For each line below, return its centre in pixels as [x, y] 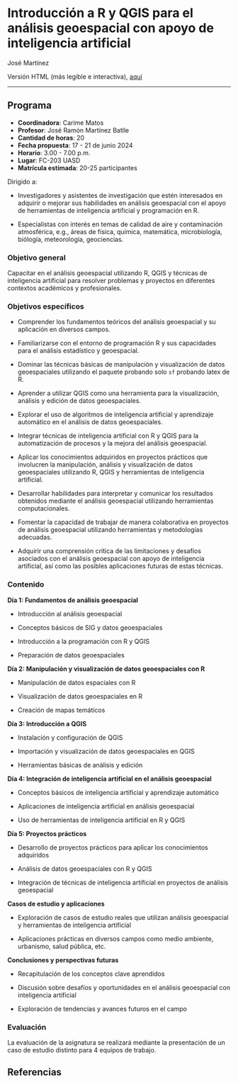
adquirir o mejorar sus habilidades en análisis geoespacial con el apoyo [122, 203]
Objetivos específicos [46, 306]
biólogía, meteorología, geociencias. [70, 239]
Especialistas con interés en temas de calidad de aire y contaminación [120, 224]
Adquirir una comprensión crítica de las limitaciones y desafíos [109, 551]
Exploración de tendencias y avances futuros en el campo [102, 1009]
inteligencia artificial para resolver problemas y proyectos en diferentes [111, 281]
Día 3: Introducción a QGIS [47, 723]
